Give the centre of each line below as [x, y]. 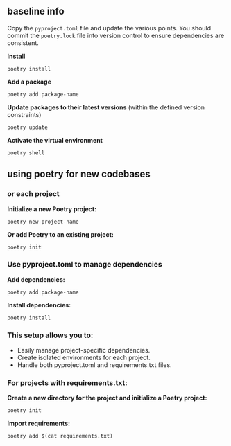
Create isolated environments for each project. [84, 358]
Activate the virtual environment [55, 140]
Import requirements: [39, 423]
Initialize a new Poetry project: [52, 209]
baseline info [36, 11]
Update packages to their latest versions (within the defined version [106, 107]
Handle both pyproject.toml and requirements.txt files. [94, 365]
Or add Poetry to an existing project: [61, 234]
